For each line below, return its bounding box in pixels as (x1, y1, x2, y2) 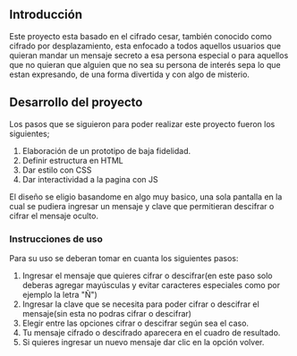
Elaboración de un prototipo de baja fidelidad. (21, 145, 191, 156)
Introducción (9, 7, 83, 22)
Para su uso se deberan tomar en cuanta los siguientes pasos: (9, 252, 239, 263)
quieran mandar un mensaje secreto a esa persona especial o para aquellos (9, 49, 289, 61)
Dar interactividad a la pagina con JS (21, 174, 158, 184)
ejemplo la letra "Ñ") (21, 289, 98, 300)
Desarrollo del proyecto (9, 95, 143, 110)
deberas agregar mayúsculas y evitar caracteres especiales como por (21, 279, 280, 290)
